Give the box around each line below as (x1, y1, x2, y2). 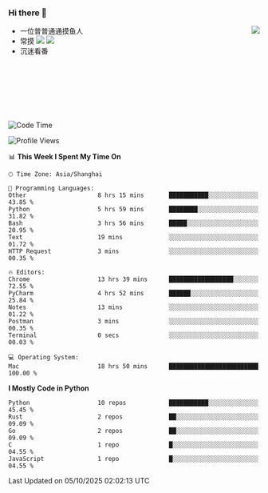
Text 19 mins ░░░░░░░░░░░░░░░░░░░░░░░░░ (8, 234, 259, 242)
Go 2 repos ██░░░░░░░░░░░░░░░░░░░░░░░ (8, 427, 259, 435)
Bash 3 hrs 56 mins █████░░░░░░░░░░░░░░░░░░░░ (8, 219, 259, 227)
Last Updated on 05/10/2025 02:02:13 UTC (8, 476, 150, 486)
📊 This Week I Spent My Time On (8, 152, 121, 162)
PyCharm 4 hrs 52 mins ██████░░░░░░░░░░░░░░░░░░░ (8, 290, 259, 298)
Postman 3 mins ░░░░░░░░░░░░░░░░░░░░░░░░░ (8, 318, 259, 326)
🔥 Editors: (8, 268, 45, 277)
